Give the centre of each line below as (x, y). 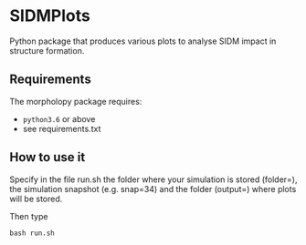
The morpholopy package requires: (76, 101)
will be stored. (36, 199)
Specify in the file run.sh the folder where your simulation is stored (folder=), (154, 179)
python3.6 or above (59, 118)
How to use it (47, 157)
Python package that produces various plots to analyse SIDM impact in (143, 41)
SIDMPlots (50, 16)
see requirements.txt (62, 128)
